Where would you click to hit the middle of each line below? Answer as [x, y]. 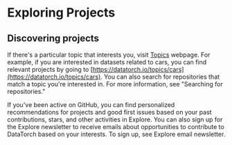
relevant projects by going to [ [50, 69]
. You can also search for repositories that [160, 77]
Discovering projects [53, 38]
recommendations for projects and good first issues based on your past [110, 112]
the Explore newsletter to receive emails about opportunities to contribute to [116, 127]
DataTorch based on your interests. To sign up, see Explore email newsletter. [116, 134]
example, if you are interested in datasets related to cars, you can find [107, 62]
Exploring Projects [61, 13]
